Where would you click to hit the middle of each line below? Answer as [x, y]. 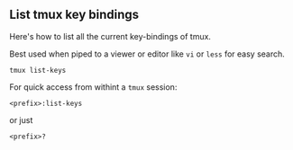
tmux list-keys [38, 70]
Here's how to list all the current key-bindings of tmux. [110, 36]
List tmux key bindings [74, 15]
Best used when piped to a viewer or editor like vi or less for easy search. [147, 54]
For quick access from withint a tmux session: [93, 87]
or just [21, 119]
